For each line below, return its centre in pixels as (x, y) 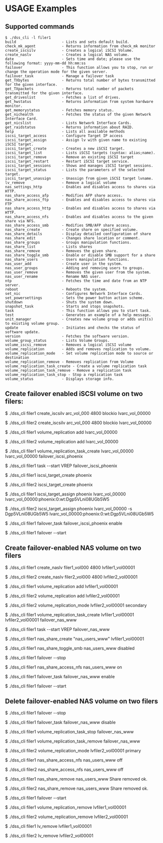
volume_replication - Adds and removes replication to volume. (78, 349)
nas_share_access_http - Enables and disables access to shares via (80, 208)
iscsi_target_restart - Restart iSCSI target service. (67, 161)
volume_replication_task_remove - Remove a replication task (68, 371)
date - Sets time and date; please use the (72, 59)
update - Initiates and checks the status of (72, 328)
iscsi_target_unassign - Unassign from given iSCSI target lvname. (79, 178)
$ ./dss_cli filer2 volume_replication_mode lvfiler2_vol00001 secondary (76, 605)
